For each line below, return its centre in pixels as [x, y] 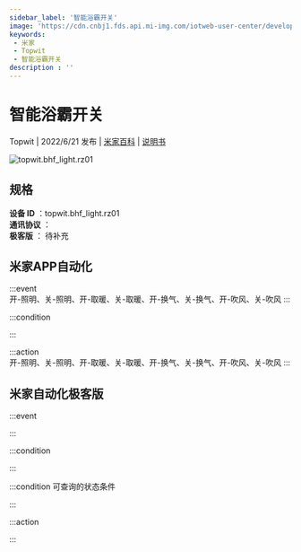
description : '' [42, 68]
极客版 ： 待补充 [39, 235]
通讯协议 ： [30, 224]
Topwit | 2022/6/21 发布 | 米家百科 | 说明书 [88, 141]
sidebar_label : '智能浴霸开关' [64, 18]
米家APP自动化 [51, 267]
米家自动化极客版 [56, 394]
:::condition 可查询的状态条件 [63, 486]
